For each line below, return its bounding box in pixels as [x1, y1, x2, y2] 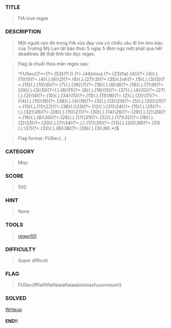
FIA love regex [17, 15, 49, 22]
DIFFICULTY [5, 245, 36, 253]
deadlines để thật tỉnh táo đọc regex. [17, 50, 96, 57]
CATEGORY [5, 148, 35, 155]
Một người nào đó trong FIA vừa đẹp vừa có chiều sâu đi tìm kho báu [17, 40, 163, 46]
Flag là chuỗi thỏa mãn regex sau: [17, 61, 90, 67]
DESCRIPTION [5, 28, 41, 35]
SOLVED [5, 295, 27, 302]
